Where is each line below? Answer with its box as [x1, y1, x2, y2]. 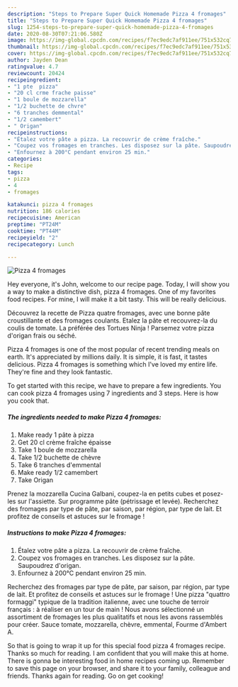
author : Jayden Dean [7, 57, 69, 64]
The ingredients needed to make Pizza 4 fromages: [7, 413, 161, 421]
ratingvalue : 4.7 [7, 63, 59, 70]
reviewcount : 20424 [7, 69, 65, 77]
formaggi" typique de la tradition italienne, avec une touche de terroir [7, 598, 210, 606]
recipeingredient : [7, 76, 62, 84]
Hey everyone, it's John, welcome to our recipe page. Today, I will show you [7, 280, 230, 289]
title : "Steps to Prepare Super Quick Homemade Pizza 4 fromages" [7, 17, 208, 24]
